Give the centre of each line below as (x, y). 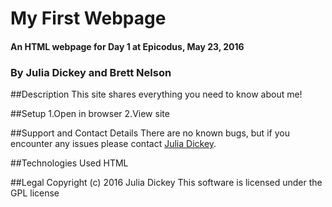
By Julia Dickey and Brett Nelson (91, 72)
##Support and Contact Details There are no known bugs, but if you (150, 133)
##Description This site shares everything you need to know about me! (156, 94)
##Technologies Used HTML (69, 163)
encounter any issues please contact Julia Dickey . (113, 144)
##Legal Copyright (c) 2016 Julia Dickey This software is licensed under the (166, 183)
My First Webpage (88, 18)
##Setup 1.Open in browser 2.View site (90, 114)
